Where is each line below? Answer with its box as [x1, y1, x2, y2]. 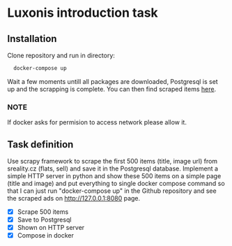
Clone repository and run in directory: [7, 51, 115, 59]
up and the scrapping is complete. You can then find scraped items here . [7, 85, 217, 93]
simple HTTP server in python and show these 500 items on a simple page [7, 171, 222, 180]
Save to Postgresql [17, 215, 72, 224]
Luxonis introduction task [7, 5, 158, 21]
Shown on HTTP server [17, 224, 85, 232]
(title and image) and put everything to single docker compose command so [7, 179, 225, 187]
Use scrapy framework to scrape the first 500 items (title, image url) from [7, 157, 218, 165]
